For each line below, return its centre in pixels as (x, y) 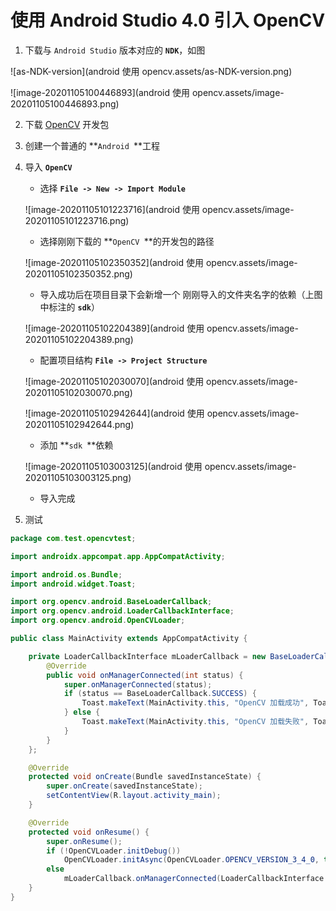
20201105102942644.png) (79, 424)
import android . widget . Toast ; (73, 584)
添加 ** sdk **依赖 (76, 445)
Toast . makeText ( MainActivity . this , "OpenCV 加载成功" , (195, 703)
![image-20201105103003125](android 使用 (113, 466)
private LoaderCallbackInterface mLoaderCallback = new (147, 656)
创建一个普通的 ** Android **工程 (92, 145)
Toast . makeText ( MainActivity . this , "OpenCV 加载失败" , (195, 722)
